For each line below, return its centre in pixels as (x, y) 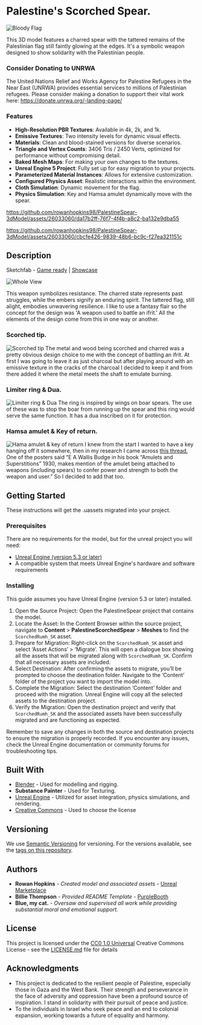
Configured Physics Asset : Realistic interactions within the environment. (106, 181)
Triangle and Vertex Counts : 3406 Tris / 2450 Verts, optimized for (98, 149)
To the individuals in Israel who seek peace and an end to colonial (97, 1009)
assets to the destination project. (56, 701)
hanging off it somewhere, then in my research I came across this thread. (97, 451)
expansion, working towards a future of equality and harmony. (92, 1015)
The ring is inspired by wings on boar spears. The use (125, 402)
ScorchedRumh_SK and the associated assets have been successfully (99, 713)
